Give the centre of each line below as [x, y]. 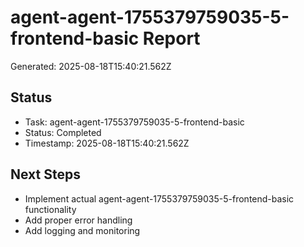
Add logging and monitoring [82, 230]
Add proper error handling [78, 220]
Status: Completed [63, 132]
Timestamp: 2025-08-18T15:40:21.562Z [107, 143]
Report [171, 38]
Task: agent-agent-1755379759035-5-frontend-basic [134, 122]
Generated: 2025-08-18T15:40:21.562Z [91, 66]
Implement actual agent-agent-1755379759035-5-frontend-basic [159, 198]
